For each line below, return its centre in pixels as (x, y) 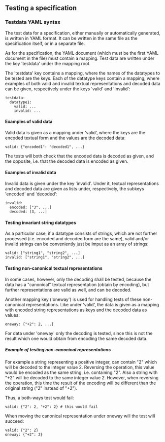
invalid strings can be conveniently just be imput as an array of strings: (77, 244)
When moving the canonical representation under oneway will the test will (80, 416)
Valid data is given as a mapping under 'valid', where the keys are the (75, 132)
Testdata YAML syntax (33, 22)
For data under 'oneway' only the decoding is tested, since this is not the (79, 333)
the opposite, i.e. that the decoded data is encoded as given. (67, 161)
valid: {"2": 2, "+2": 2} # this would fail (51, 407)
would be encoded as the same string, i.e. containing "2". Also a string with (81, 372)
